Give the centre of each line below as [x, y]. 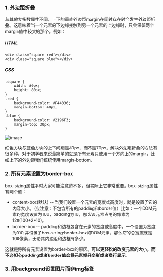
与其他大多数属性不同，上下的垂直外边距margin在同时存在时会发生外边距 [78, 19]
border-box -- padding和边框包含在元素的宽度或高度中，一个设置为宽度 [84, 226]
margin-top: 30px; [32, 125]
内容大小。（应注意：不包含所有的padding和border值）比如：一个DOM [82, 208]
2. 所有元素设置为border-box [39, 174]
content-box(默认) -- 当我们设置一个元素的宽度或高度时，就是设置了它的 [84, 202]
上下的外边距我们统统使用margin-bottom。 [52, 160]
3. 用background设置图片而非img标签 [50, 269]
